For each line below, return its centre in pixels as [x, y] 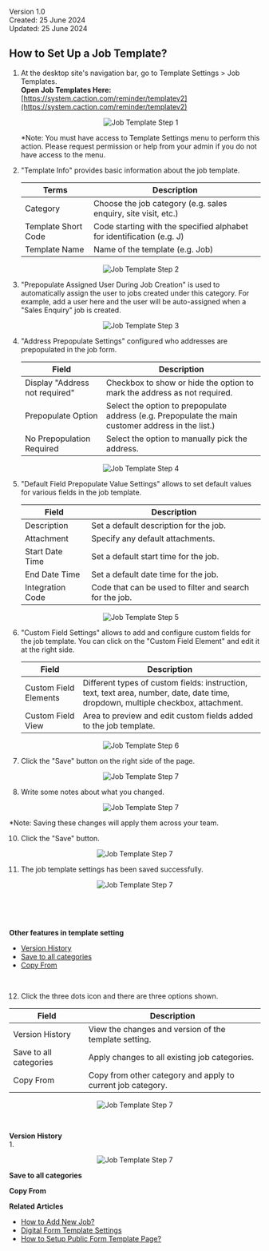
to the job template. [119, 725]
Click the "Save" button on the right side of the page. [108, 761]
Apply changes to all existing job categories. [171, 1057]
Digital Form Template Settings [71, 1230]
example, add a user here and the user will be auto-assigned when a [133, 301]
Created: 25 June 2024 [47, 20]
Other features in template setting [67, 932]
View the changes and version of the [157, 1029]
